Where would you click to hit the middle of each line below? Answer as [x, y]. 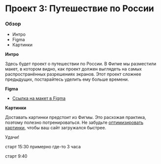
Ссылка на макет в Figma [39, 98]
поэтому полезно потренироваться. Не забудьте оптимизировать [74, 122]
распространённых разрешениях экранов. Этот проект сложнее [73, 74]
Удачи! [12, 137]
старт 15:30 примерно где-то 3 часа [43, 147]
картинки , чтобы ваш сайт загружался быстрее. [56, 128]
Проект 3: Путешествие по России [80, 9]
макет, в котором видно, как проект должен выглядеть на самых [74, 69]
